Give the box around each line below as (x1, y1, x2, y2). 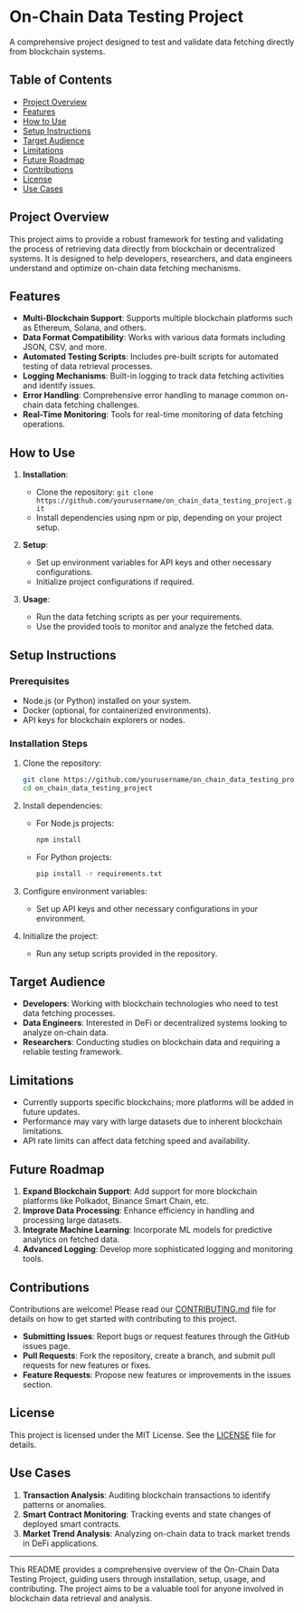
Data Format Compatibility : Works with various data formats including (22, 332, 286, 343)
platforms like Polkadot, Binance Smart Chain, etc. (22, 1196, 210, 1207)
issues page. (22, 1340, 71, 1351)
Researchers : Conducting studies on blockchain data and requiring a (22, 1037, 280, 1048)
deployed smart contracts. (22, 1518, 121, 1530)
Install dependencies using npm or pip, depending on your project (35, 513, 282, 523)
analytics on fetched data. (22, 1234, 120, 1245)
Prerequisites (9, 674, 70, 687)
